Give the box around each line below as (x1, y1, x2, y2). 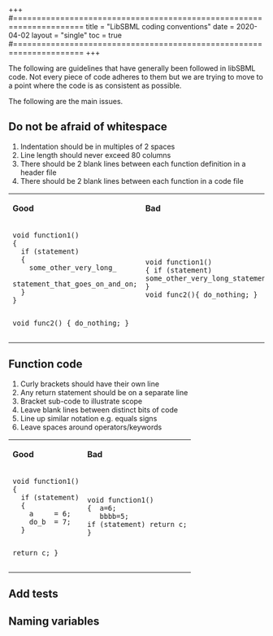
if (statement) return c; (86, 520, 188, 529)
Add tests (8, 587, 58, 601)
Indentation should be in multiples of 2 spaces (19, 142, 175, 151)
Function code (8, 357, 83, 371)
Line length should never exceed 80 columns (19, 150, 171, 159)
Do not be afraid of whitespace (8, 120, 168, 134)
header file (19, 168, 57, 177)
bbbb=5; (99, 512, 129, 521)
